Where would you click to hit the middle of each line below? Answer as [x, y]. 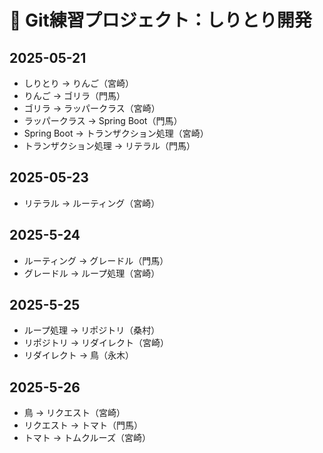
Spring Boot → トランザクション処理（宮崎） [116, 133]
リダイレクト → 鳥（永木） [79, 355]
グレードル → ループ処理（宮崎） [92, 273]
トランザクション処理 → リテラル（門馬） [109, 145]
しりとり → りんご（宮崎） [79, 83]
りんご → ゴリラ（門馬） [74, 95]
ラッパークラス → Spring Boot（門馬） [103, 120]
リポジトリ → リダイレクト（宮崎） [96, 343]
